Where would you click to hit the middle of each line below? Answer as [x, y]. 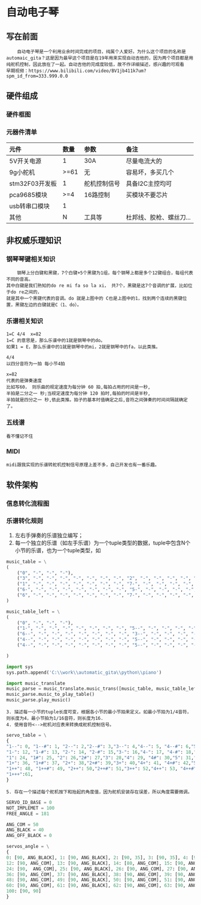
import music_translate [36, 683]
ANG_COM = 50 [22, 824]
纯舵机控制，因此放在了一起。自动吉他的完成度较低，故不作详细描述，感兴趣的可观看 [95, 64]
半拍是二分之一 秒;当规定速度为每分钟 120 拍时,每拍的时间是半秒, [78, 393]
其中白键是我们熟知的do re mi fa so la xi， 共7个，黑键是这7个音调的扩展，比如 [97, 286]
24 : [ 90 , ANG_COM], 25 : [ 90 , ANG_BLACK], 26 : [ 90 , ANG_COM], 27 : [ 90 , [97, 869]
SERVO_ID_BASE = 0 [29, 802]
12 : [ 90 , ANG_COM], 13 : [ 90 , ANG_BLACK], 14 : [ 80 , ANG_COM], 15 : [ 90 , [96, 863]
